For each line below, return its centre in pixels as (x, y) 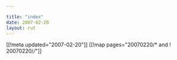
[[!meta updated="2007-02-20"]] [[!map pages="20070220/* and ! (88, 45)
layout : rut (21, 28)
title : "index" (25, 17)
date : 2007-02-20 (28, 22)
